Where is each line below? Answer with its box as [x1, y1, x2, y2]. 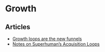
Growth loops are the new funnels [12, 36, 82, 42]
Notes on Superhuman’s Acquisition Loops [12, 41, 100, 47]
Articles [5, 23, 31, 31]
